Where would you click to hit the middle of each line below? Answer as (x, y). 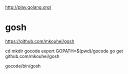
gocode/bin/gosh (23, 66)
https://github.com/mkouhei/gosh (40, 41)
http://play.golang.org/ (28, 7)
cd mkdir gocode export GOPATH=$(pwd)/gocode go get (64, 51)
